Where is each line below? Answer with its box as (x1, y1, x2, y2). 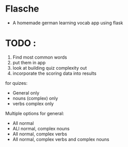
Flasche (5, 3, 39, 15)
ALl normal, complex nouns (12, 125, 70, 131)
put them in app (12, 59, 46, 66)
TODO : (5, 37, 36, 49)
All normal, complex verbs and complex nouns (12, 136, 110, 142)
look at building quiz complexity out (12, 65, 87, 71)
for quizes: (5, 80, 28, 86)
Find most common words (12, 54, 67, 60)
